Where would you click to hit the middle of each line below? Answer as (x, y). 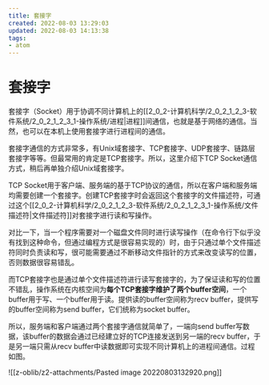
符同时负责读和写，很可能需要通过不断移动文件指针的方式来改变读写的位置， (134, 252)
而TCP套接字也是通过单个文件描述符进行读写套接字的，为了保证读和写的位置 (134, 279)
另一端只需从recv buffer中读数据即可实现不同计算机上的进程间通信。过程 (135, 347)
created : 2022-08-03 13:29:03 (59, 23)
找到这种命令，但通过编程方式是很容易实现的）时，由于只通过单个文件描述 (138, 243)
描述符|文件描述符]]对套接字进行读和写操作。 (82, 215)
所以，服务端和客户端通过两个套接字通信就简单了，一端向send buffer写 (126, 327)
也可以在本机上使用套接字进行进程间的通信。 (96, 131)
